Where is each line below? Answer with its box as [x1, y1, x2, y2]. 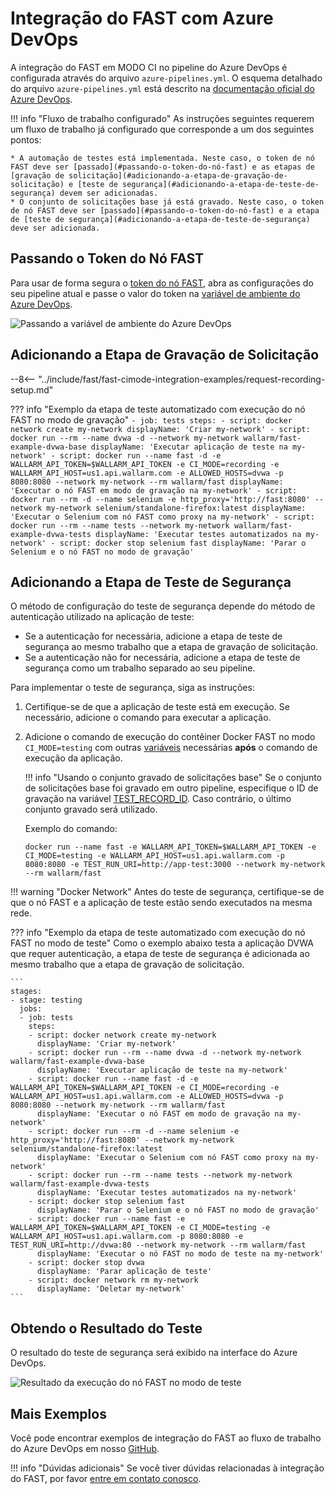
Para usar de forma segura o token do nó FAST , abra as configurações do [10, 277, 314, 289]
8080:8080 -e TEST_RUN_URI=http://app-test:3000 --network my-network [24, 860, 326, 870]
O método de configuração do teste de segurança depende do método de [10, 600, 316, 612]
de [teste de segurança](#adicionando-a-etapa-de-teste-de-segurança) [10, 214, 311, 224]
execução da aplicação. [24, 752, 123, 764]
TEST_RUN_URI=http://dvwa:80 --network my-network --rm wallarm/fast [10, 1240, 307, 1251]
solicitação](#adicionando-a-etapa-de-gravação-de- [68, 170, 288, 181]
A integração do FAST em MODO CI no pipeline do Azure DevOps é [10, 61, 288, 73]
